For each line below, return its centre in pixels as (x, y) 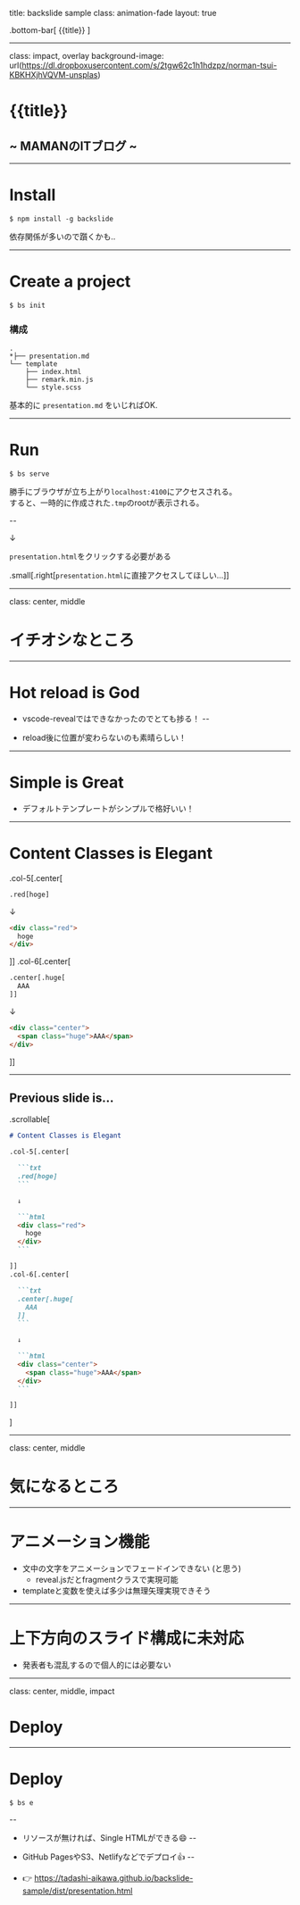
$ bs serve (29, 474)
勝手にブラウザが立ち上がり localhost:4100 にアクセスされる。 (123, 492)
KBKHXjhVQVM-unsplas (54, 75)
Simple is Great (67, 782)
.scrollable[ (30, 1119)
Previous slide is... (62, 1098)
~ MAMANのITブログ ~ (73, 146)
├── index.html (54, 372)
